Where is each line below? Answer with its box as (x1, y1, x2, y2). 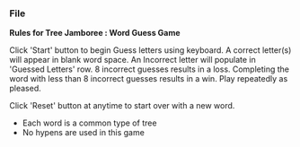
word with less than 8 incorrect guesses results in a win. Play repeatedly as (9, 73, 288, 84)
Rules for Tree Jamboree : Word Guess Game (9, 28, 181, 39)
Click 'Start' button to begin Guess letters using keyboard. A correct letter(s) (9, 45, 292, 56)
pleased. (9, 83, 42, 94)
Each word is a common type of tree (22, 117, 157, 128)
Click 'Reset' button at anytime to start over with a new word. (9, 100, 235, 111)
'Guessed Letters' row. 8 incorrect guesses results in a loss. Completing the (9, 64, 290, 74)
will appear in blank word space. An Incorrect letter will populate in (9, 55, 256, 65)
